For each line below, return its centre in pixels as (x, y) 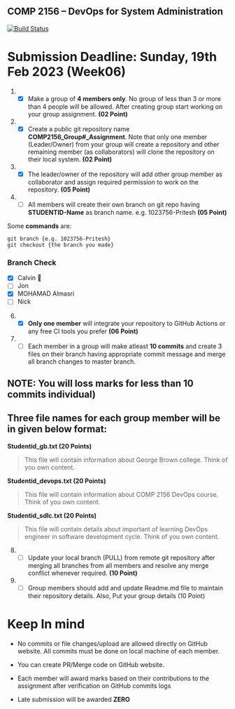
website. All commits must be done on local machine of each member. (119, 651)
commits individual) (51, 395)
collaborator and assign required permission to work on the (113, 182)
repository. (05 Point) (59, 190)
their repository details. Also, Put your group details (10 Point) (116, 596)
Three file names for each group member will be (114, 418)
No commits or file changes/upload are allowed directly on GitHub (113, 643)
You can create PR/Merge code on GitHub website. (91, 664)
